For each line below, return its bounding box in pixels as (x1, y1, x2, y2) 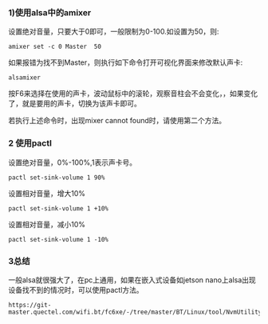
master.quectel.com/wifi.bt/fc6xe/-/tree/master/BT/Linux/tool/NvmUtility (8, 308, 262, 316)
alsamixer (8, 74, 41, 82)
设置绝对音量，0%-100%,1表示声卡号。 (8, 158, 137, 167)
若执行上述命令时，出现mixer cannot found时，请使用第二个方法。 (8, 116, 227, 126)
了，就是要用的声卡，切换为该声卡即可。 (8, 98, 141, 109)
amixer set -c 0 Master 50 (8, 42, 102, 51)
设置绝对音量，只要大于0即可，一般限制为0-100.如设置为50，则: (8, 26, 219, 37)
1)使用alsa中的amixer (8, 6, 92, 18)
